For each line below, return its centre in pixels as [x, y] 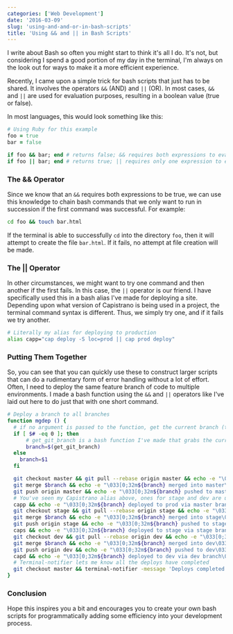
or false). [20, 103]
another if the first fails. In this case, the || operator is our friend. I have [109, 291]
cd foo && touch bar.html [44, 222]
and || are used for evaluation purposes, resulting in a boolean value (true [113, 96]
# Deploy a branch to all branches [59, 414]
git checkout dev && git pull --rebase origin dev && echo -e [105, 537]
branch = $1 [34, 460]
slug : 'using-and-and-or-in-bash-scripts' [69, 26]
